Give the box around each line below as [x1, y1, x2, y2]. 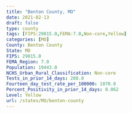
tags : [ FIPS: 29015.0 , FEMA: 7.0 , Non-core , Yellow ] [6, 31, 127, 37]
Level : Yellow [6, 92, 42, 98]
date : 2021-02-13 [6, 14, 50, 20]
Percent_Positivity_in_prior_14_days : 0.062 [6, 87, 119, 93]
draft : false [6, 20, 39, 26]
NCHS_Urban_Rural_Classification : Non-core [6, 70, 116, 76]
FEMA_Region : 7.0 [6, 59, 50, 65]
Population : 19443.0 [6, 64, 58, 71]
